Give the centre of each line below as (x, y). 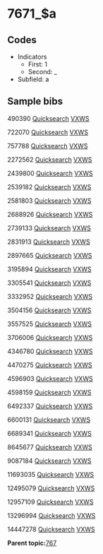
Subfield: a (33, 79)
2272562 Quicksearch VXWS (50, 159)
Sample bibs (35, 101)
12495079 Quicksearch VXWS (51, 488)
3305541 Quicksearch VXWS (49, 283)
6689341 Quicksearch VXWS (49, 433)
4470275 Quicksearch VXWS (50, 365)
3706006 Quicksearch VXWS (50, 337)
